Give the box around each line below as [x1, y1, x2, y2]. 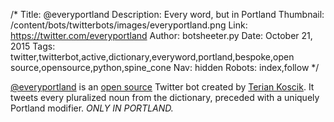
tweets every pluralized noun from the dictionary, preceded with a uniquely [10, 92, 320, 103]
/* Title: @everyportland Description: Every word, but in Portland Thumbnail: [10, 9, 325, 20]
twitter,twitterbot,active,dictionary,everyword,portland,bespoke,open [10, 51, 295, 63]
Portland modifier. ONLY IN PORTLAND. [10, 102, 174, 114]
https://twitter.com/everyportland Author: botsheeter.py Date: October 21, [10, 30, 313, 41]
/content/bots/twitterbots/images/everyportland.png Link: [10, 19, 248, 31]
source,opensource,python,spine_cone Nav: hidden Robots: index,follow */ [10, 62, 320, 73]
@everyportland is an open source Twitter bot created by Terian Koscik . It [10, 81, 315, 93]
